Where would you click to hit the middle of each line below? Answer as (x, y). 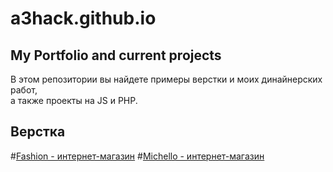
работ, (24, 90)
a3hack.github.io (83, 18)
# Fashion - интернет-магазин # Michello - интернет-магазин (137, 156)
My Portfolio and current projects (116, 55)
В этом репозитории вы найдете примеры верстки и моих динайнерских (166, 79)
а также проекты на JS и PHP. (74, 100)
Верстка (38, 132)
